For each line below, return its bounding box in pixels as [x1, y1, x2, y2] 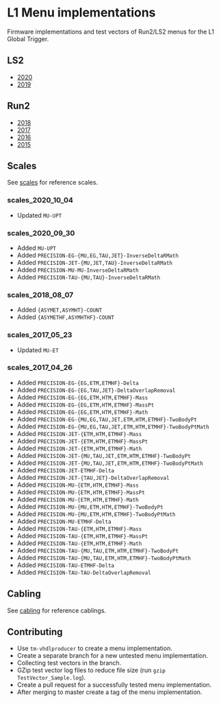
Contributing [7, 626, 63, 638]
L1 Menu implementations [7, 5, 156, 21]
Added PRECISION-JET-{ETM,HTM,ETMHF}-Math [16, 444, 142, 452]
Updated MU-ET [16, 345, 60, 354]
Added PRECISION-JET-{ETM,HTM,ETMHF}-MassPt [16, 437, 148, 445]
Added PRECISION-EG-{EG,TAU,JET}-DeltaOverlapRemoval [16, 386, 176, 394]
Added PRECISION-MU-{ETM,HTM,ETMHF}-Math [16, 495, 139, 503]
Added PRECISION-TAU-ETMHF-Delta [16, 561, 115, 569]
